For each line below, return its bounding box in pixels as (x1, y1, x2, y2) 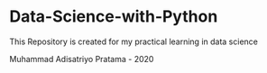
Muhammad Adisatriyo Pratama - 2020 (9, 53, 154, 64)
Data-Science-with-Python (9, 6, 218, 27)
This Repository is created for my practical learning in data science (9, 36, 259, 47)
